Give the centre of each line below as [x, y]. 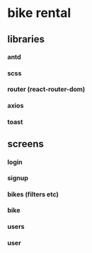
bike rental [39, 13]
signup [18, 178]
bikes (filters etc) [33, 194]
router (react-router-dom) [46, 89]
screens [26, 144]
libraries [26, 39]
